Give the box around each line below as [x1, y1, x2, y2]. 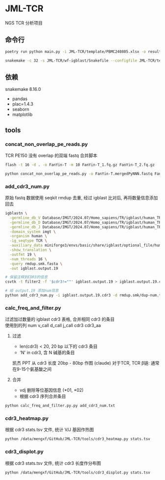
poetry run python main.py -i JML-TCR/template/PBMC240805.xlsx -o [5, 49, 146, 54]
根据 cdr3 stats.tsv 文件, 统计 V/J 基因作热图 [5, 427, 94, 433]
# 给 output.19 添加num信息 [5, 288, 59, 294]
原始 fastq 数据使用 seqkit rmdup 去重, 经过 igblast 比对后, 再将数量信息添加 [5, 195, 158, 201]
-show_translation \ [9, 248, 52, 253]
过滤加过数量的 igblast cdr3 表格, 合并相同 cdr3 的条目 [5, 316, 115, 322]
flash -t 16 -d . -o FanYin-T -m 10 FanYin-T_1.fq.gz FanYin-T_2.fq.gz [5, 162, 155, 167]
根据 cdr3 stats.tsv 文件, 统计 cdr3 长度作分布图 [5, 460, 102, 466]
